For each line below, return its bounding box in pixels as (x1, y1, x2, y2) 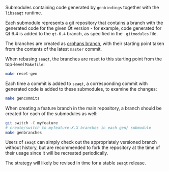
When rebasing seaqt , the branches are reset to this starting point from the (5, 56, 162, 62)
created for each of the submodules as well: (5, 110, 98, 117)
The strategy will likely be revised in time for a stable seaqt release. (5, 160, 146, 166)
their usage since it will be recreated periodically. (5, 150, 108, 156)
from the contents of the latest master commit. (5, 46, 102, 52)
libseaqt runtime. (5, 10, 42, 16)
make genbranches (5, 130, 42, 135)
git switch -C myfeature (5, 120, 58, 125)
